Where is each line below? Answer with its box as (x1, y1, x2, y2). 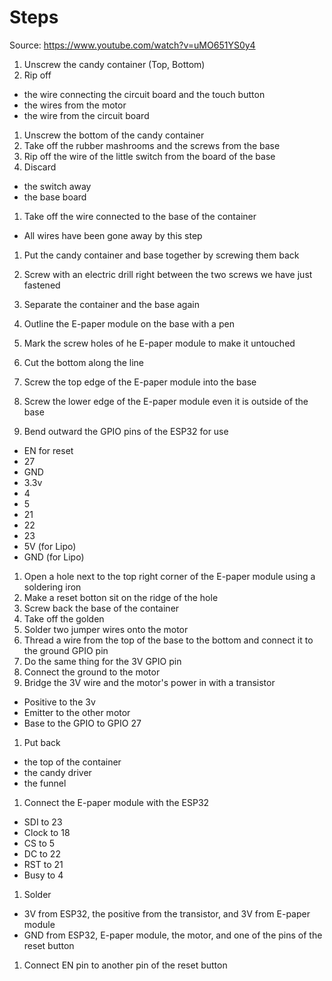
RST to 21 (23, 858, 64, 870)
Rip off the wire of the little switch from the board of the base (23, 150, 276, 162)
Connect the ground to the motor (23, 666, 161, 678)
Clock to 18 (23, 826, 71, 838)
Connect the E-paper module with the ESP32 (23, 796, 210, 808)
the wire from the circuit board (23, 109, 150, 121)
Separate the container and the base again (23, 298, 200, 310)
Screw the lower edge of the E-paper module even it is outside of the (23, 395, 309, 407)
